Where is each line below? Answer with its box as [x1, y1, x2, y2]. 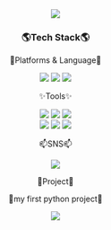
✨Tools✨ [38, 91, 73, 102]
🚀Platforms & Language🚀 [9, 55, 102, 66]
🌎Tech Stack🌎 [21, 31, 90, 43]
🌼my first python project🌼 [8, 193, 103, 205]
